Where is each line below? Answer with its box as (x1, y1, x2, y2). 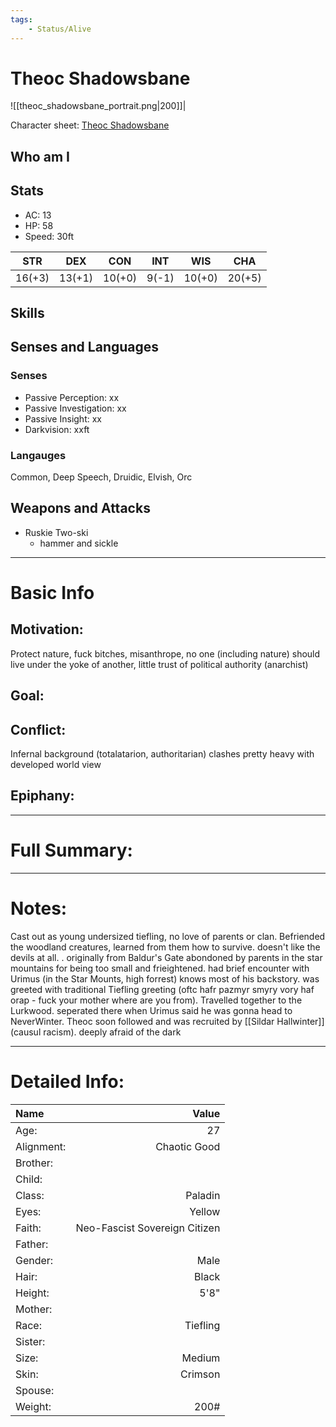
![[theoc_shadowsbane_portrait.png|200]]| (10, 100, 187, 112)
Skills (10, 305, 45, 322)
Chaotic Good (155, 1139, 221, 1153)
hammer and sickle (39, 537, 119, 549)
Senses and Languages (10, 339, 160, 356)
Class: (15, 1188, 45, 1202)
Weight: (15, 1399, 52, 1413)
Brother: (15, 1156, 54, 1170)
